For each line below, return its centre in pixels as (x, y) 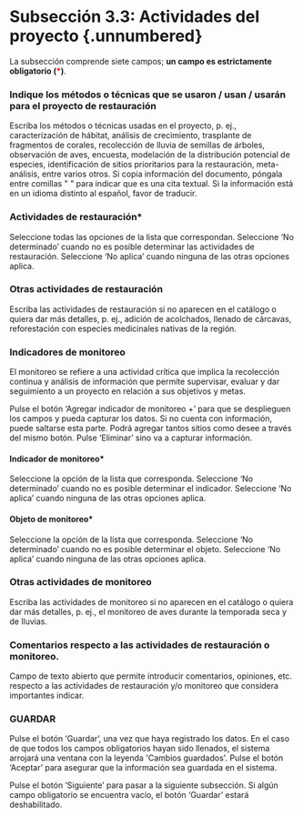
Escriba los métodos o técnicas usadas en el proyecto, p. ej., (123, 126)
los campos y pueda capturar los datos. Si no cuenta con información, (141, 419)
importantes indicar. (47, 696)
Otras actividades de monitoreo (81, 582)
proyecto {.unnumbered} (106, 36)
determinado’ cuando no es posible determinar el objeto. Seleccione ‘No (145, 549)
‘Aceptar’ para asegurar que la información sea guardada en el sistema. (143, 768)
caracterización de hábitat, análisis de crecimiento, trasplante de (131, 136)
